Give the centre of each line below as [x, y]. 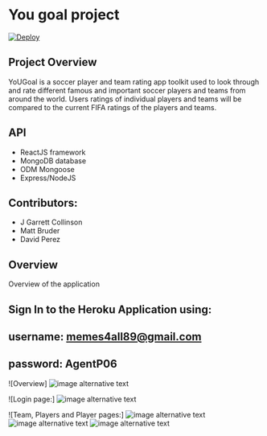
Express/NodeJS [48, 178]
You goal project [64, 15]
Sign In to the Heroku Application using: [110, 309]
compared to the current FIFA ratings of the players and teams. [113, 107]
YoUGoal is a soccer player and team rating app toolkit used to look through [134, 81]
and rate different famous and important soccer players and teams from [127, 90]
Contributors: [43, 203]
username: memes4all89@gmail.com [105, 337]
